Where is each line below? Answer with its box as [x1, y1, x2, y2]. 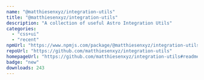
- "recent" [12, 37, 39, 43]
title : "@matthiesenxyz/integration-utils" [6, 14, 118, 20]
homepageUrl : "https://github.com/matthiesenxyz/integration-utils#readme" [6, 54, 202, 60]
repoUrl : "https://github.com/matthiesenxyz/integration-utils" [6, 48, 172, 54]
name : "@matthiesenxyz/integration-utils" [6, 8, 115, 15]
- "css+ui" [12, 31, 39, 37]
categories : [6, 25, 36, 32]
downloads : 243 [6, 64, 45, 71]
